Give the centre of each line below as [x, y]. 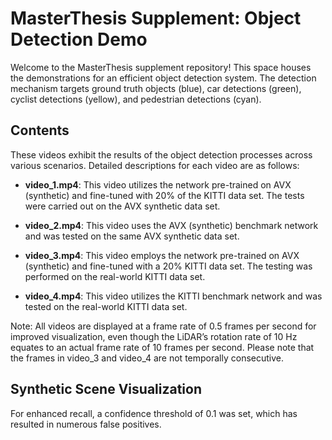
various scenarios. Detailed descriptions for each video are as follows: [155, 165]
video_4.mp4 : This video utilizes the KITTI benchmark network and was [173, 296]
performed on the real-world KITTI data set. [115, 276]
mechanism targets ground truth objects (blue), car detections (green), [156, 88]
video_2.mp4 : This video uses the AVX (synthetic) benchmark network [171, 225]
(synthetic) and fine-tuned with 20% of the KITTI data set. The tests [164, 195]
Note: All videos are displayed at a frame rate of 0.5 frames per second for [163, 326]
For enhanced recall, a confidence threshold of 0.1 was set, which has [154, 413]
